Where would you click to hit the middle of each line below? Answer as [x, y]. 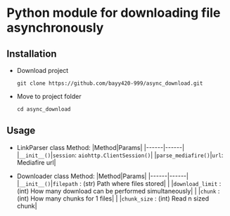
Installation [32, 54]
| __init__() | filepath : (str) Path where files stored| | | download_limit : [119, 183]
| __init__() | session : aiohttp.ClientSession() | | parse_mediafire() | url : [120, 155]
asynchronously [55, 28]
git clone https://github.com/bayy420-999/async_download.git [110, 83]
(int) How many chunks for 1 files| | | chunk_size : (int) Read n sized [113, 198]
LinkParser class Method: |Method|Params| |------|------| [100, 147]
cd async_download [44, 109]
